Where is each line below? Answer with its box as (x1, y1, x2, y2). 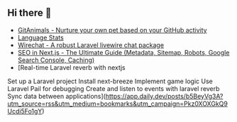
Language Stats (17, 33, 64, 42)
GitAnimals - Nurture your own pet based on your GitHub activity (17, 25, 207, 34)
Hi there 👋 (7, 7, 52, 19)
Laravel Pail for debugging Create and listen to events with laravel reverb (7, 84, 220, 92)
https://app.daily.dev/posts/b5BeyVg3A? (105, 92, 224, 100)
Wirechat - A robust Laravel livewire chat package (17, 40, 165, 49)
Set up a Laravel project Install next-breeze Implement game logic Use (7, 77, 213, 85)
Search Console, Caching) (17, 56, 95, 64)
